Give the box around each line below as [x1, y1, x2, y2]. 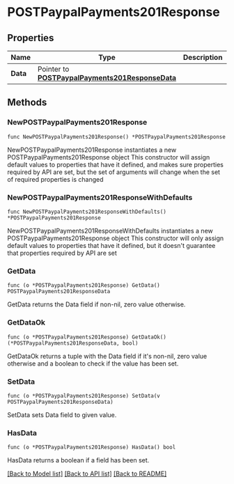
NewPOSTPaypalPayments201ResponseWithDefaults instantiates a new [7, 226, 214, 235]
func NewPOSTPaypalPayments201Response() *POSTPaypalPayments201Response [7, 133, 226, 140]
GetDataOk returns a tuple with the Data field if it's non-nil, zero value [7, 352, 208, 360]
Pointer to [37, 64, 70, 74]
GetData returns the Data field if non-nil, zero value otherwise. [7, 300, 186, 309]
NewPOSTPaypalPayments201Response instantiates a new [7, 146, 177, 154]
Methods [7, 97, 47, 109]
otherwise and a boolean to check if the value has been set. [7, 359, 179, 368]
